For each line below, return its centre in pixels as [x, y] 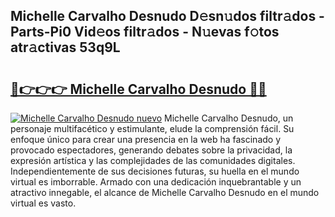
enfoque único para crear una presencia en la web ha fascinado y [146, 139]
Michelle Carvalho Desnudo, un [229, 118]
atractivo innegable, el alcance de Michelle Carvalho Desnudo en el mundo [165, 192]
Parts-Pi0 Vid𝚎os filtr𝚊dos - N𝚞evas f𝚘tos [145, 32]
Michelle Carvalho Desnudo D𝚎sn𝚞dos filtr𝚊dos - [167, 16]
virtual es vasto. [43, 203]
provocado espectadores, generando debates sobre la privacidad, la [151, 150]
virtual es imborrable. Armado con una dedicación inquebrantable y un [156, 182]
